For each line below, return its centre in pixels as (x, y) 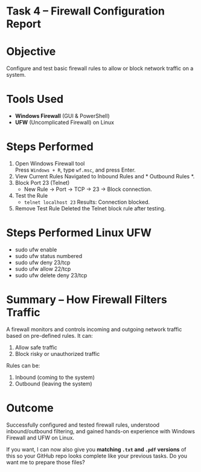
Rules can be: (23, 365)
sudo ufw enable (36, 250)
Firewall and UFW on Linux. (40, 438)
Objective (31, 52)
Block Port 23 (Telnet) (42, 183)
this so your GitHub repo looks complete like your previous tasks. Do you (97, 456)
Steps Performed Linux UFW (79, 233)
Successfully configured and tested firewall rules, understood (83, 425)
